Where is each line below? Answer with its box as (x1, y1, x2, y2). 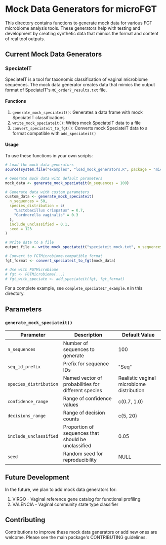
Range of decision (63, 409, 105, 416)
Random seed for (63, 450, 103, 457)
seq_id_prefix (7, 364, 41, 370)
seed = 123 (9, 226, 32, 231)
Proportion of (63, 423, 94, 430)
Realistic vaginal (118, 375, 156, 382)
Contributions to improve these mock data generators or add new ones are (5, 529, 157, 535)
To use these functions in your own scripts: (5, 153, 93, 159)
